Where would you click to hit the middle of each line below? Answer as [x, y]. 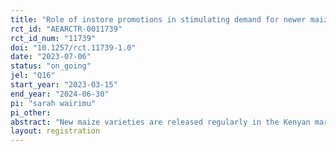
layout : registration [55, 131]
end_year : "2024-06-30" [60, 94]
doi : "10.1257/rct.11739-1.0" [73, 47]
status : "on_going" [51, 66]
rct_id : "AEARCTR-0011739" [66, 29]
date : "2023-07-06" [51, 57]
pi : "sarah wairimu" [53, 103]
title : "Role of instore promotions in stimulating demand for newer [158, 19]
